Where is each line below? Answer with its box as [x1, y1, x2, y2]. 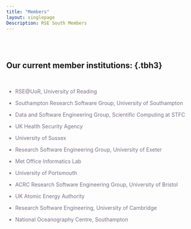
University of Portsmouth [14, 169, 77, 177]
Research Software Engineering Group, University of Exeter [14, 146, 162, 153]
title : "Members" [6, 8, 50, 15]
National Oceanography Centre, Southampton [14, 216, 129, 223]
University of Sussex [14, 135, 67, 142]
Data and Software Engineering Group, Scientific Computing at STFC [14, 111, 186, 118]
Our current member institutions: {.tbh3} [6, 60, 163, 70]
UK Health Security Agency [14, 123, 83, 130]
